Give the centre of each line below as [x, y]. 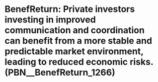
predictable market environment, [74, 51]
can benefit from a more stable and [79, 41]
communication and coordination [75, 30]
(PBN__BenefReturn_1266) [60, 73]
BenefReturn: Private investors [70, 9]
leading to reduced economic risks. [79, 62]
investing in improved [50, 20]
